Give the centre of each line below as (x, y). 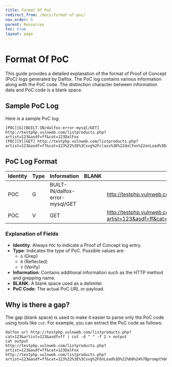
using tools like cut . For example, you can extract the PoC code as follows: (84, 323)
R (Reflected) (34, 261)
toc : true (16, 29)
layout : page (19, 34)
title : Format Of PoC (28, 10)
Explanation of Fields (32, 234)
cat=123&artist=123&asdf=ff (35, 337)
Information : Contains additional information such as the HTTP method (88, 272)
